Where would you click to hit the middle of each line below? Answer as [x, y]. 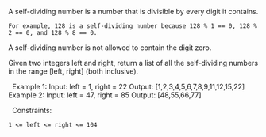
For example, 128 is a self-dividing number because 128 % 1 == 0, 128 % [133, 26]
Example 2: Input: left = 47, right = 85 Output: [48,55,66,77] [105, 95]
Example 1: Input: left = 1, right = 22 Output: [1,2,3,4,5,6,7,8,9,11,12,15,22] [128, 87]
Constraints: [32, 110]
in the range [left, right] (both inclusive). [73, 71]
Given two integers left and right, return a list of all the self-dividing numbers [133, 63]
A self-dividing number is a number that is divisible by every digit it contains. [133, 11]
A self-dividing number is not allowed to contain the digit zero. [110, 48]
